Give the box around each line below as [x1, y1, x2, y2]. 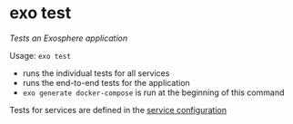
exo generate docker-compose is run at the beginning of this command [22, 87, 285, 98]
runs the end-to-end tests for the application [22, 77, 191, 88]
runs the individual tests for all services [22, 67, 170, 79]
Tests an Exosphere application [9, 33, 128, 43]
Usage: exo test [9, 50, 71, 61]
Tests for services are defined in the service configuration [9, 104, 227, 115]
